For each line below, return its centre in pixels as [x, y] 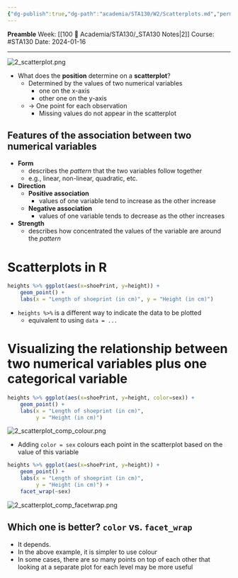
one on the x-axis [64, 91]
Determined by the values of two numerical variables [105, 83]
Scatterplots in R [57, 267]
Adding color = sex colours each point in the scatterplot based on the [120, 445]
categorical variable [67, 379]
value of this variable [48, 452]
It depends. [34, 544]
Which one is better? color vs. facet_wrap [100, 527]
